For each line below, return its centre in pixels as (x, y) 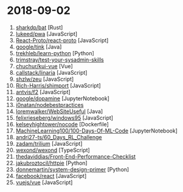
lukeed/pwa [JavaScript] (47, 33)
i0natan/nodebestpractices (50, 105)
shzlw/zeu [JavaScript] (45, 79)
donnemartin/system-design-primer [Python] (72, 169)
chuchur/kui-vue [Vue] (44, 66)
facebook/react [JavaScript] (51, 176)
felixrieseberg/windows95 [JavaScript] (64, 118)
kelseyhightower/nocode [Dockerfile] (62, 124)
